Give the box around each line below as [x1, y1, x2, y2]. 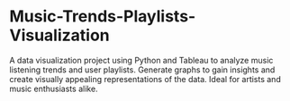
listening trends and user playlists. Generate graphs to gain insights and [9, 64, 276, 75]
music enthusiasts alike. [9, 83, 98, 94]
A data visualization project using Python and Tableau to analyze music [9, 55, 274, 65]
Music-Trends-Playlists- [9, 6, 196, 27]
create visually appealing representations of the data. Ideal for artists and [9, 73, 281, 84]
